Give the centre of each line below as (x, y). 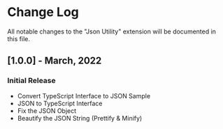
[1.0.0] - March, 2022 (55, 61)
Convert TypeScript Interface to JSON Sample (84, 96)
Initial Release (31, 81)
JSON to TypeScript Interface (60, 103)
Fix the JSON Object (47, 111)
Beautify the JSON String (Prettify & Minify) (80, 118)
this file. (19, 38)
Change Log (43, 12)
